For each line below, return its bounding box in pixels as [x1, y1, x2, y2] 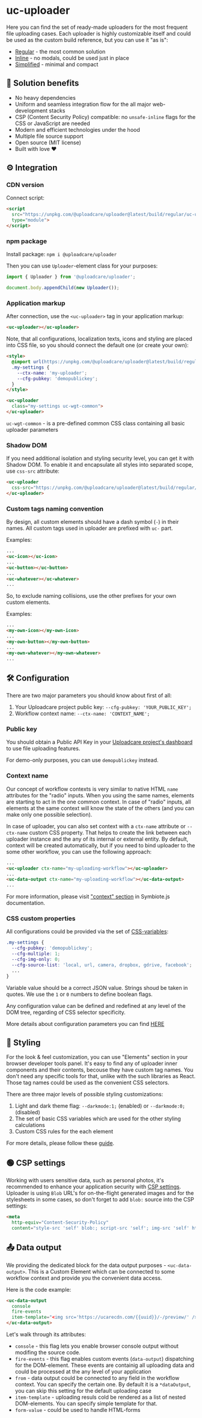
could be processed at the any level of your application [14, 1368, 151, 1375]
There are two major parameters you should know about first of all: [6, 692, 172, 699]
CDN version [6, 181, 44, 189]
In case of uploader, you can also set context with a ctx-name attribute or [6, 822, 186, 830]
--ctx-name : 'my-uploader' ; [17, 370, 87, 376]
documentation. [6, 900, 46, 907]
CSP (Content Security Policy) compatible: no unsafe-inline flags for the [14, 113, 196, 120]
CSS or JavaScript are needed [14, 120, 90, 127]
